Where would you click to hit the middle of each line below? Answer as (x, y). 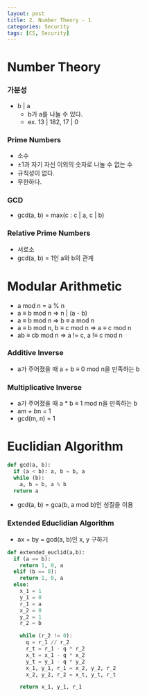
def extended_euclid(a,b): (46, 552)
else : (21, 585)
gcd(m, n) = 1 (36, 419)
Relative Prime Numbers (49, 233)
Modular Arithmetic (65, 286)
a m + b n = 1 (34, 411)
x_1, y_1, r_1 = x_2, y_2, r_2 (71, 668)
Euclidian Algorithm (65, 446)
